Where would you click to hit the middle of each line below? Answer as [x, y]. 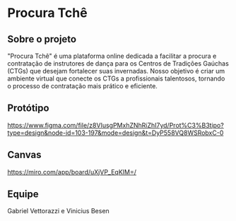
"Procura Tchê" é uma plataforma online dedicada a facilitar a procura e [112, 56]
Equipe [23, 195]
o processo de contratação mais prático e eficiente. [82, 86]
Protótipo [28, 108]
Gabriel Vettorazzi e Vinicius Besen [58, 211]
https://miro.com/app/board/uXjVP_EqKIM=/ [72, 172]
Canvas [24, 155]
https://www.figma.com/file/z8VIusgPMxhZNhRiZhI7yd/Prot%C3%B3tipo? [116, 125]
